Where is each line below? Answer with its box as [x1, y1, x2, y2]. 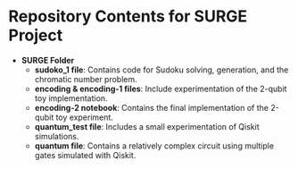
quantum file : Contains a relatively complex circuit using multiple [34, 140, 274, 151]
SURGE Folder [21, 55, 75, 65]
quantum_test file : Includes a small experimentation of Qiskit [34, 121, 260, 131]
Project [8, 25, 63, 46]
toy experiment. [55, 112, 113, 123]
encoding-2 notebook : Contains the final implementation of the [34, 102, 269, 113]
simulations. [34, 131, 79, 141]
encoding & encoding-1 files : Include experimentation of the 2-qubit [34, 83, 287, 94]
